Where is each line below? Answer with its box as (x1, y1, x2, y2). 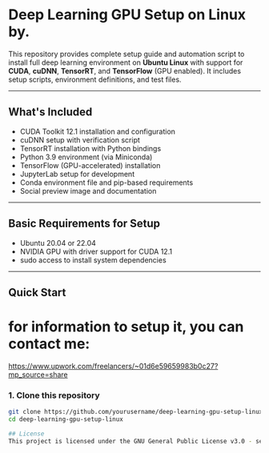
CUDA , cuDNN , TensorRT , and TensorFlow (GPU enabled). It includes (8, 66, 242, 75)
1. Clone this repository (8, 390, 100, 401)
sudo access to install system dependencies (19, 255, 167, 265)
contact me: (8, 335, 90, 353)
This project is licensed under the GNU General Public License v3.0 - (8, 437, 252, 445)
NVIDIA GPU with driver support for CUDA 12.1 (19, 247, 173, 256)
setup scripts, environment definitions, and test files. (8, 74, 182, 84)
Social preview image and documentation (19, 186, 157, 195)
